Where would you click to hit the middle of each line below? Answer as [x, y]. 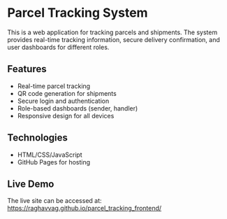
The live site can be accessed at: [55, 201]
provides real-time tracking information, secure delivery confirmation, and [113, 39]
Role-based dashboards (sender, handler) [78, 108]
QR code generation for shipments [67, 93]
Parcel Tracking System [78, 13]
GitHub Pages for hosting [54, 162]
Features [27, 69]
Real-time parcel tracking [54, 86]
